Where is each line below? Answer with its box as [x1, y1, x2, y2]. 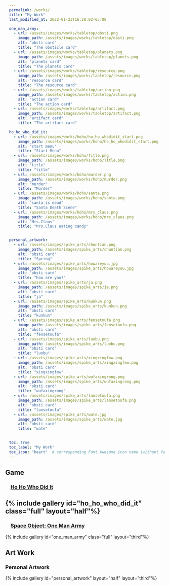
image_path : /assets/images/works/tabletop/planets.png [18, 54, 138, 59]
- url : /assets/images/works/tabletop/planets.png [13, 49, 122, 55]
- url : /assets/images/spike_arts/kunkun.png [13, 299, 111, 304]
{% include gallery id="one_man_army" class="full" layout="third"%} [5, 534, 149, 540]
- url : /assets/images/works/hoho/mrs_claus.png [13, 210, 118, 215]
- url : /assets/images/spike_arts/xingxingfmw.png [13, 356, 122, 361]
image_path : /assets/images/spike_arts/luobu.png [18, 341, 125, 347]
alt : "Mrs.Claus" [18, 219, 55, 224]
